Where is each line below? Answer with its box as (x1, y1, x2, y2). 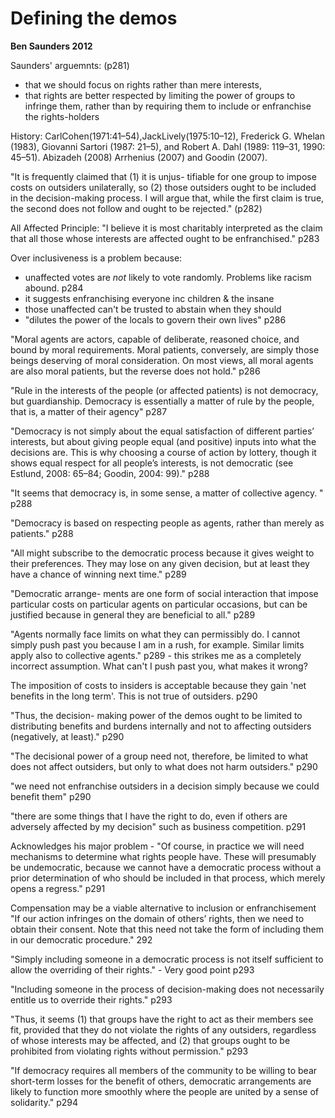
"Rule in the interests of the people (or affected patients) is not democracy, (10, 384, 319, 396)
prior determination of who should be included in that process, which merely (10, 872, 326, 884)
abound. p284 (24, 282, 84, 294)
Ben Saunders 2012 (10, 40, 93, 52)
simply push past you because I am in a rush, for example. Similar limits (10, 638, 305, 651)
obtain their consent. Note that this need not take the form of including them (10, 923, 324, 935)
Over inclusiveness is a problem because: (10, 252, 183, 264)
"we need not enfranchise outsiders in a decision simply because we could (10, 780, 320, 792)
